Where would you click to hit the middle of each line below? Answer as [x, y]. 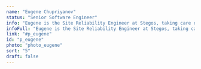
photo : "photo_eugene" [34, 46]
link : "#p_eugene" [29, 34]
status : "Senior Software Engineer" [52, 17]
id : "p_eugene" [25, 40]
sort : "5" [19, 51]
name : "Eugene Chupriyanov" [41, 12]
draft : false [22, 56]
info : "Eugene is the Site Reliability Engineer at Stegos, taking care [99, 23]
